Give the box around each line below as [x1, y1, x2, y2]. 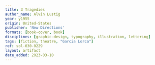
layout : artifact [5, 48, 41, 53]
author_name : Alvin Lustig [5, 12, 61, 17]
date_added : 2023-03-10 [5, 52, 54, 58]
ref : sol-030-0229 [5, 43, 43, 48]
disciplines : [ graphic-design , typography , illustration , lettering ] [5, 35, 151, 40]
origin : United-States [5, 21, 52, 26]
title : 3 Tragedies [5, 7, 45, 12]
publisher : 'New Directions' [5, 25, 65, 30]
